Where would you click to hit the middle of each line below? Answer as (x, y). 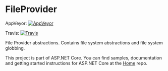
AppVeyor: (16, 23)
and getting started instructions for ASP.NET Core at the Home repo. (76, 63)
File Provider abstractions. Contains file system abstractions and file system (84, 43)
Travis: (12, 33)
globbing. (15, 48)
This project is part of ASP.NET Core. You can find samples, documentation (84, 58)
